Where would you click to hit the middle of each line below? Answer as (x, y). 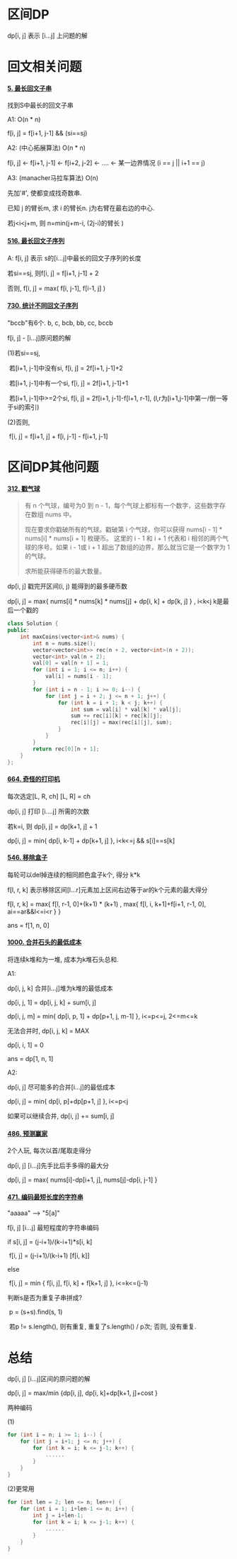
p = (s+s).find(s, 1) (36, 1312)
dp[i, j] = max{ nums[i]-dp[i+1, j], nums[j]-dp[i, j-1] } (82, 1180)
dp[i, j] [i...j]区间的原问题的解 (49, 1379)
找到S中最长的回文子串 (40, 105)
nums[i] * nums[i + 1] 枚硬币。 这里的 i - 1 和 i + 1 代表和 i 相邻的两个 (123, 538)
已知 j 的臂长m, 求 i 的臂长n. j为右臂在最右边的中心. (81, 208)
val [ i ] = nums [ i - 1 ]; (79, 677)
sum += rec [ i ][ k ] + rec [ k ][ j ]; (116, 716)
